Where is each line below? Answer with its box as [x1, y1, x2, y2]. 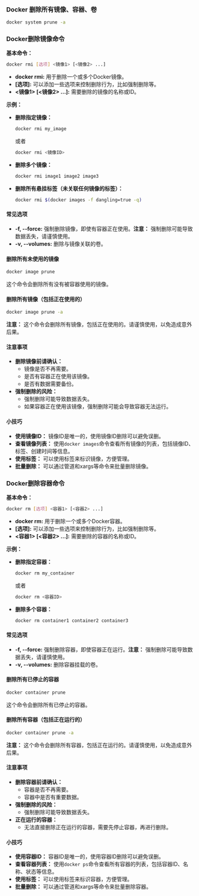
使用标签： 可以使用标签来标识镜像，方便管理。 [14, 455, 133, 462]
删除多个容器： [14, 605, 52, 612]
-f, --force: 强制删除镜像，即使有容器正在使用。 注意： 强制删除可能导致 [14, 225, 194, 232]
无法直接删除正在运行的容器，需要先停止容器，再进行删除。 [23, 823, 172, 830]
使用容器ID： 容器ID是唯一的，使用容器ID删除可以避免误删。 [14, 853, 164, 860]
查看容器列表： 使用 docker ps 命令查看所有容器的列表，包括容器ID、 [14, 860, 183, 868]
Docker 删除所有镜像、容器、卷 [6, 5, 97, 13]
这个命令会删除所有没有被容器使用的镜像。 [6, 281, 112, 288]
